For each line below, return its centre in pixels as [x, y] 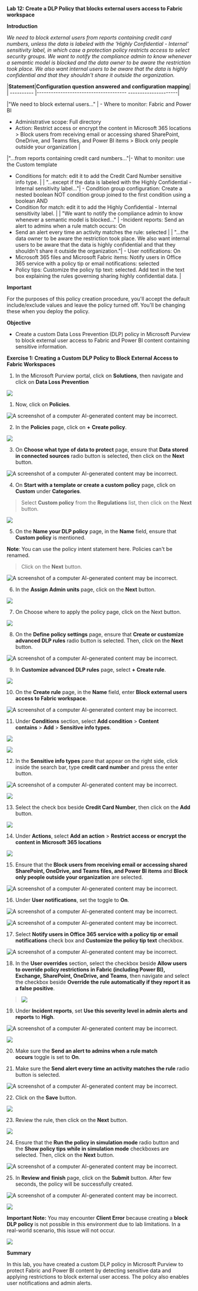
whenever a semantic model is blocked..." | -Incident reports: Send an [100, 220]
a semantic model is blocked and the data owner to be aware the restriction [99, 62]
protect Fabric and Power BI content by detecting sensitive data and [89, 1270]
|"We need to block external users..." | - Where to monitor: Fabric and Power [99, 104]
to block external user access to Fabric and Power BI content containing [102, 340]
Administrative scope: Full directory [58, 122]
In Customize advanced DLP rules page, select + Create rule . [90, 670]
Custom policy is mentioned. [50, 537]
